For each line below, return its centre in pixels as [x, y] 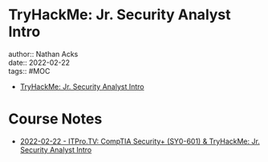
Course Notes [55, 119]
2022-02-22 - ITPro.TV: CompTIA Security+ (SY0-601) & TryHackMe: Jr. [140, 141]
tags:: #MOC [29, 71]
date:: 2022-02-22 [39, 63]
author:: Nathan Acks [43, 54]
